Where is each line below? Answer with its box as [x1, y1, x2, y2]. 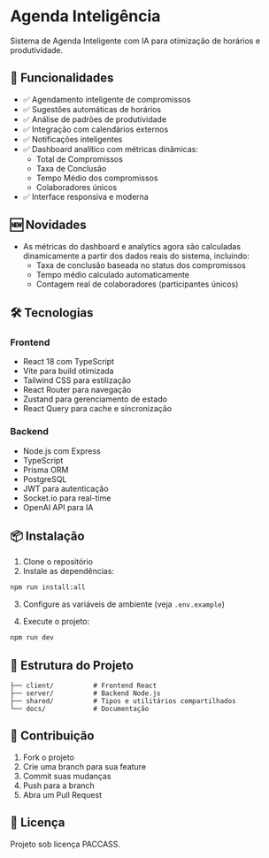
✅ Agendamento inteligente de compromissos [22, 94, 191, 104]
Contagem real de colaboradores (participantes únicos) [35, 279, 239, 289]
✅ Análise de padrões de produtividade [22, 113, 167, 125]
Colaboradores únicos [35, 181, 118, 192]
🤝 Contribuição [10, 728, 95, 744]
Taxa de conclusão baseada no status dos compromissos [35, 259, 246, 271]
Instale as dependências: [22, 566, 114, 577]
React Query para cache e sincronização [22, 403, 172, 414]
